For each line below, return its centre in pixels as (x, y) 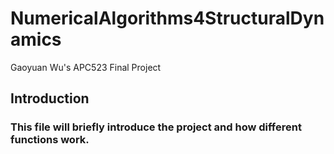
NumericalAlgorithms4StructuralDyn (167, 18)
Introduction (50, 98)
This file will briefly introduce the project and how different (156, 127)
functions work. (50, 140)
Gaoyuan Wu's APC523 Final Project (86, 67)
